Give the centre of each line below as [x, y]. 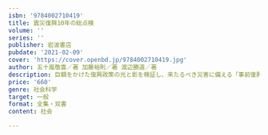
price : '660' [30, 82]
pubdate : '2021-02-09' [46, 52]
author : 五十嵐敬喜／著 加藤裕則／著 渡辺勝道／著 [83, 67]
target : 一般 [29, 97]
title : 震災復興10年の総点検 [51, 23]
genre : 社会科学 [33, 89]
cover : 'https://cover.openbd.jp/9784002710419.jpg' [98, 60]
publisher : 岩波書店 [40, 45]
